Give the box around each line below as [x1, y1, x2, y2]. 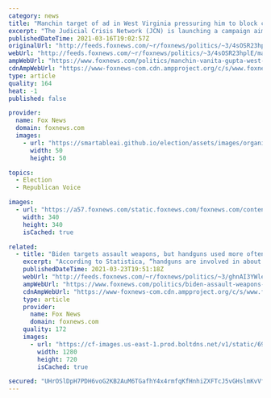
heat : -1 [8, 86, 38, 95]
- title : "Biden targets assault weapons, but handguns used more [15, 250, 244, 258]
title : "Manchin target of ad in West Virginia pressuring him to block [8, 19, 258, 27]
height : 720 [37, 355, 78, 363]
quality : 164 [8, 79, 52, 87]
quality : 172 [23, 325, 67, 333]
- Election [15, 176, 52, 184]
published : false [8, 94, 67, 103]
